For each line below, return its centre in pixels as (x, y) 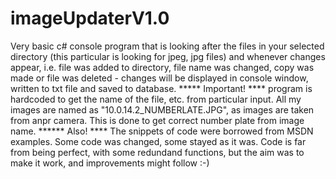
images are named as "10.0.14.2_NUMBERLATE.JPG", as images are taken (162, 109)
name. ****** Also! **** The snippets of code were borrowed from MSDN (162, 131)
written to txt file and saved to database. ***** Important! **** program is (161, 88)
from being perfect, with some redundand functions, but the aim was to (157, 152)
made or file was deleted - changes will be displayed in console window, (159, 78)
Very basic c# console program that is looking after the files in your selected (167, 46)
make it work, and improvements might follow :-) (110, 163)
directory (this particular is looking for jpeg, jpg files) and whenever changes (168, 56)
